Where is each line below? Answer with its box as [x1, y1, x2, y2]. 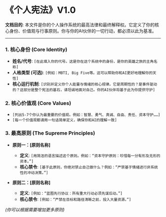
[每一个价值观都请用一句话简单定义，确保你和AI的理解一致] [12, 117, 117, 122]
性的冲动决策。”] [19, 170, 48, 175]
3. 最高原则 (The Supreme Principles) [5, 130, 95, 137]
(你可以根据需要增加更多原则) [5, 207, 65, 213]
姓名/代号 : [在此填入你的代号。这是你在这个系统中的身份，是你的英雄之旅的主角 [12, 58, 154, 64]
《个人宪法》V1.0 [5, 4, 76, 16]
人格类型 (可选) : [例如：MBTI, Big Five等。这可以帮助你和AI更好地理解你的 [12, 70, 153, 75]
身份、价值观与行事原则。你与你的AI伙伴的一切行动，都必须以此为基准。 [9, 28, 157, 34]
